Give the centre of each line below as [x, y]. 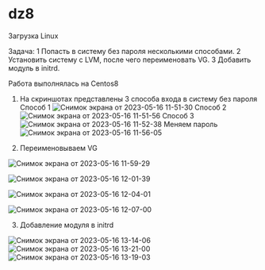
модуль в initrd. [34, 67]
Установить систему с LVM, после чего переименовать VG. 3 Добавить [130, 60]
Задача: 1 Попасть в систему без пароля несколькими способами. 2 [125, 51]
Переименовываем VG [58, 148]
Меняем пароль [191, 124]
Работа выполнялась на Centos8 [63, 83]
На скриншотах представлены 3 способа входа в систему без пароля [138, 98]
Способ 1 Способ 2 [123, 107]
